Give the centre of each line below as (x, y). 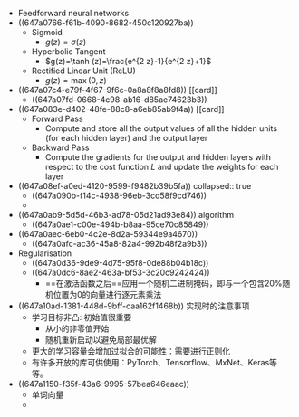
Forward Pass (57, 118)
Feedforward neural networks (73, 13)
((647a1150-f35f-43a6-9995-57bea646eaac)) (104, 384)
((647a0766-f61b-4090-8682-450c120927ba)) (106, 23)
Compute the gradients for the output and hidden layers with (158, 157)
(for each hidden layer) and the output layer (126, 138)
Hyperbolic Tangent (68, 52)
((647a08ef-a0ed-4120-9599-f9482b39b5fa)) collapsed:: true (135, 186)
